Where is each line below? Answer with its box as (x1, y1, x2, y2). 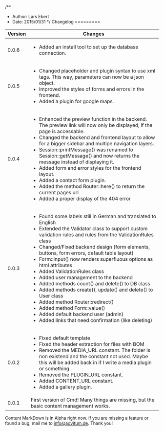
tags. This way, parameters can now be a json (39, 73, 144, 80)
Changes (82, 30, 104, 37)
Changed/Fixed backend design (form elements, (39, 244, 150, 250)
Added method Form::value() (39, 305, 105, 311)
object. (39, 80, 55, 86)
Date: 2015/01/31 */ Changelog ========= (12, 19, 101, 24)
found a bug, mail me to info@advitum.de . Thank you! (5, 420, 113, 426)
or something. (39, 365, 71, 372)
